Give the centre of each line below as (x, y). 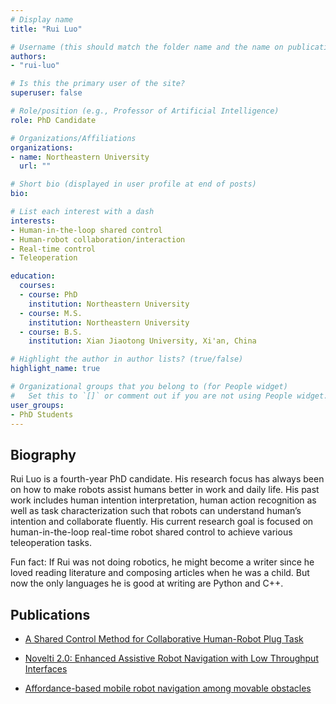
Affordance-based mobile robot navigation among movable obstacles (168, 688)
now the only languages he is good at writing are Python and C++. (147, 583)
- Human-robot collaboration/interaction (98, 239)
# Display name (42, 19)
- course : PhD (48, 295)
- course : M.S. (51, 313)
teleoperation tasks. (51, 543)
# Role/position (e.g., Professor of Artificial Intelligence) (145, 111)
